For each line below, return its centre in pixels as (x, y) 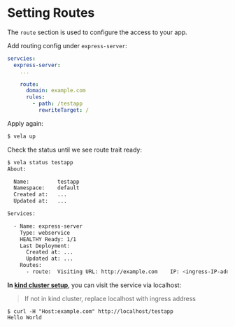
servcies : (22, 58)
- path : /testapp (57, 104)
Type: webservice (45, 233)
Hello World (24, 317)
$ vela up (22, 136)
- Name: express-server (48, 226)
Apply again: (26, 123)
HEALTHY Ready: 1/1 (48, 239)
